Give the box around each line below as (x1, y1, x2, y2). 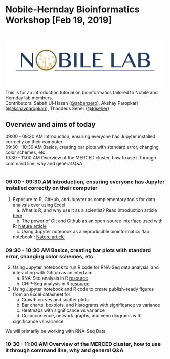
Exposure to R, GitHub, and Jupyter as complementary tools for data (12, 196, 155, 202)
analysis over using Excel (12, 202, 66, 208)
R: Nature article (12, 223, 47, 229)
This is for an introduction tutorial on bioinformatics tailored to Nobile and (5, 89, 158, 95)
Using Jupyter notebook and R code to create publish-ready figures (12, 286, 154, 292)
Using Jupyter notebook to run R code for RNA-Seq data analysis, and (12, 264, 159, 270)
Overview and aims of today (5, 120, 96, 129)
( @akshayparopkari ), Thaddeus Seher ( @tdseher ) (5, 105, 110, 111)
